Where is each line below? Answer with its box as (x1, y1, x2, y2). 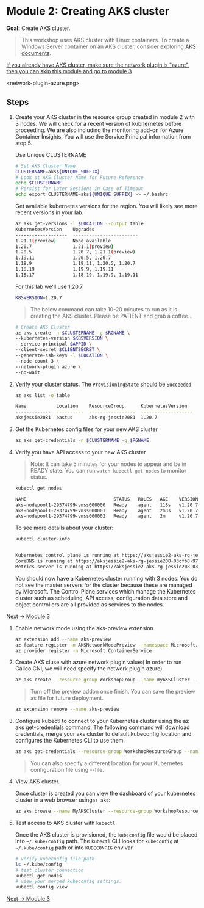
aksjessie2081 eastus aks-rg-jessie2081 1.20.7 (15, 415, 158, 421)
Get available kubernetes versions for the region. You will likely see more (15, 203, 198, 209)
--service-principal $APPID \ (15, 341, 93, 347)
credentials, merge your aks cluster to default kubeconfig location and (15, 730, 192, 738)
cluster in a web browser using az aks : (15, 796, 111, 804)
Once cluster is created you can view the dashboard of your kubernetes (15, 790, 196, 797)
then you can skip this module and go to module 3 (6, 67, 132, 74)
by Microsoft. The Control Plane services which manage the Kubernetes (15, 587, 196, 595)
